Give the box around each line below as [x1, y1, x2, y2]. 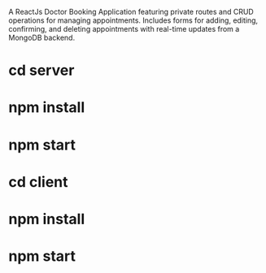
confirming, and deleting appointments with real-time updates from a [8, 24, 240, 33]
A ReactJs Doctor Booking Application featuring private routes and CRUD [8, 7, 254, 16]
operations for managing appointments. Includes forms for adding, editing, [8, 15, 259, 25]
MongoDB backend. [8, 32, 76, 42]
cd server [8, 61, 75, 80]
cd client [8, 172, 68, 191]
